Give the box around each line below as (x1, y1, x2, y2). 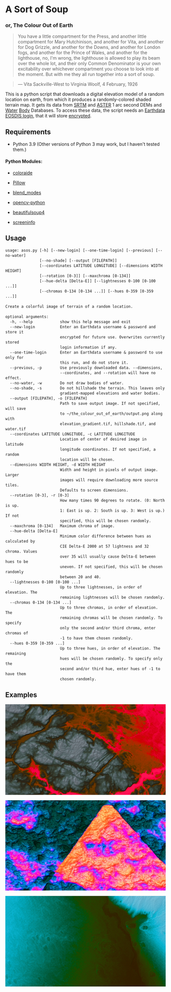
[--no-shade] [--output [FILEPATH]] (39, 258, 117, 263)
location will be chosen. (60, 457, 115, 462)
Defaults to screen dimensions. (60, 488, 129, 493)
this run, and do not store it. (60, 360, 129, 365)
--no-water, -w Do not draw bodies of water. (10, 381, 124, 386)
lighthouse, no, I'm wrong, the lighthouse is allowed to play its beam (17, 55, 160, 61)
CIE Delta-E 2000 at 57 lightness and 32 (60, 544, 149, 549)
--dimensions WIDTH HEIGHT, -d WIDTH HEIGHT (10, 462, 106, 467)
